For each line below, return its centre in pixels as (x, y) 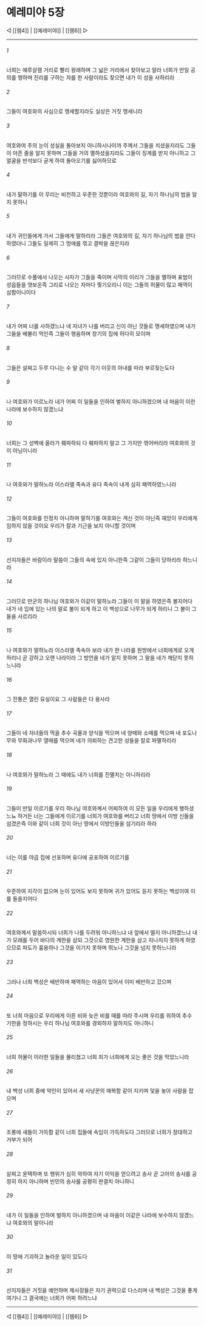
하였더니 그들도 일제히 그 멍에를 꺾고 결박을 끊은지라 (68, 243)
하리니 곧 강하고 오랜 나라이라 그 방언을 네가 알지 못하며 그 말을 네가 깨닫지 (94, 658)
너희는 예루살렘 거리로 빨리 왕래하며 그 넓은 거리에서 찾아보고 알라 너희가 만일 (98, 70)
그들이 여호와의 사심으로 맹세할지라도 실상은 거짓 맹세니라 (74, 111)
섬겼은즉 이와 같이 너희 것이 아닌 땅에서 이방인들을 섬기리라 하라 (82, 823)
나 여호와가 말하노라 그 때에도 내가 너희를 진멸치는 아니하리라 (78, 774)
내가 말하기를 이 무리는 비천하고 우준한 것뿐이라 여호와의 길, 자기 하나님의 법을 (99, 194)
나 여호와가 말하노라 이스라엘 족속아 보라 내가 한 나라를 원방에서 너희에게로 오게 (100, 650)
